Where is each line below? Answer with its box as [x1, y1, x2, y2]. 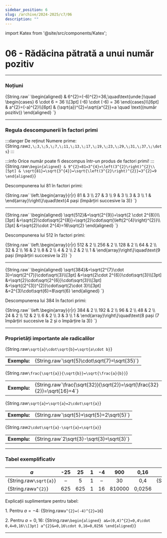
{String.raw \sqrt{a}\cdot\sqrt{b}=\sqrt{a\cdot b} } [5, 346, 113, 352]
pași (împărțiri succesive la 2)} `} [5, 252, 72, 258]
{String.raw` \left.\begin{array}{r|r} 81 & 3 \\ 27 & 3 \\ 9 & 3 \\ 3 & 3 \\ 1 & [5, 192, 152, 198]
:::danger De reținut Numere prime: [5, 137, 77, 143]
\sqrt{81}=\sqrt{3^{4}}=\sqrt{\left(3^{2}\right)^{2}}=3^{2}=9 [23, 168, 157, 173]
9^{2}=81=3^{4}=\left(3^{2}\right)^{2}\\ [68, 164, 155, 169]
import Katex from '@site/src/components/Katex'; [5, 30, 107, 36]
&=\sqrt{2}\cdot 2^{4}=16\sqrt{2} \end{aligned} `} [16, 222, 118, 228]
